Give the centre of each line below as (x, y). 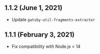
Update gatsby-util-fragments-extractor (53, 19)
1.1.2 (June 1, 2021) (33, 8)
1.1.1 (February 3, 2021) (40, 35)
